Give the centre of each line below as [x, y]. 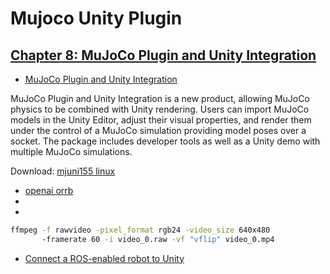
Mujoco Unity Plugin [96, 18]
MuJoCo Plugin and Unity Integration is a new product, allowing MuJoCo [160, 98]
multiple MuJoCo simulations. [71, 151]
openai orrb [49, 190]
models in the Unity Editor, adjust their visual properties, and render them [161, 120]
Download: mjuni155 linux [63, 171]
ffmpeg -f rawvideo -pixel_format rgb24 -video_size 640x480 [140, 230]
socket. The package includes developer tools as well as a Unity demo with [165, 141]
